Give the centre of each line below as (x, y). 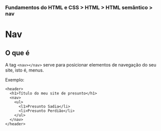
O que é (17, 53)
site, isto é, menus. (24, 70)
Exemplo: (15, 79)
